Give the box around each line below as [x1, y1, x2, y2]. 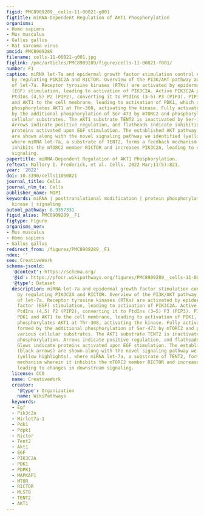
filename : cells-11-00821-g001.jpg [6, 54, 97, 60]
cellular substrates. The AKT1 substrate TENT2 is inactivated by [12, 116, 183, 122]
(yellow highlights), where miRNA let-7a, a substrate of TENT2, [17, 354, 186, 360]
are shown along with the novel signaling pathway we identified [12, 133, 181, 140]
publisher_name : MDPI [6, 190, 61, 196]
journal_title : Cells [6, 179, 61, 185]
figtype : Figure [6, 218, 47, 224]
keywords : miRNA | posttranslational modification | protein [6, 195, 165, 201]
